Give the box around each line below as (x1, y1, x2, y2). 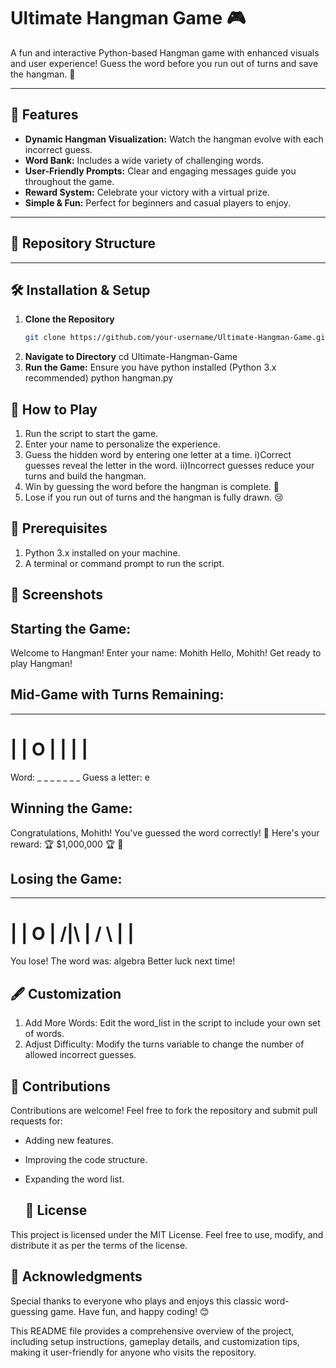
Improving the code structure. (24, 1154, 148, 1166)
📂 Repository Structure (10, 235, 156, 252)
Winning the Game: (10, 800, 133, 817)
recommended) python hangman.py (24, 372, 174, 384)
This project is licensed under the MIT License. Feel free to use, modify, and (10, 1228, 324, 1240)
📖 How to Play (10, 401, 98, 418)
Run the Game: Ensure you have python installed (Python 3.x (24, 361, 277, 374)
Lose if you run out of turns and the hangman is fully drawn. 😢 (24, 491, 284, 504)
